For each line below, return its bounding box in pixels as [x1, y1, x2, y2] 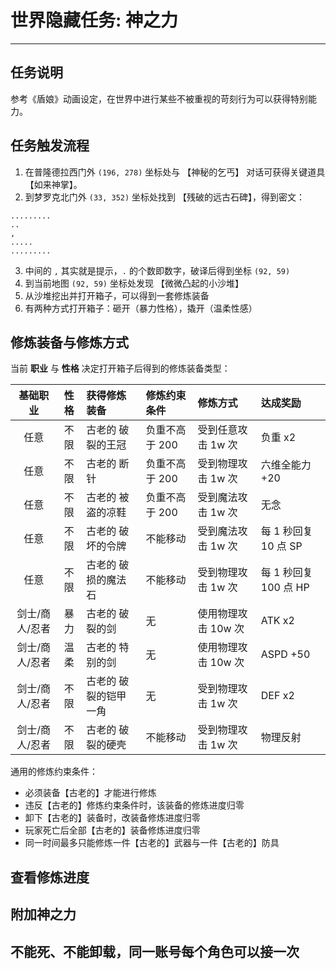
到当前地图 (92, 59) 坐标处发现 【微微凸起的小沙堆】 [24, 277, 244, 289]
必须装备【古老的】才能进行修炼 [24, 787, 157, 799]
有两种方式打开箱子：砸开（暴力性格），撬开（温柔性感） [24, 302, 258, 314]
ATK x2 [260, 614, 295, 628]
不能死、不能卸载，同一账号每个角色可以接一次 [10, 943, 300, 960]
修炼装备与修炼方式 [10, 334, 129, 351]
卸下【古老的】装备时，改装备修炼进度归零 [24, 812, 201, 824]
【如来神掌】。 [24, 178, 83, 190]
